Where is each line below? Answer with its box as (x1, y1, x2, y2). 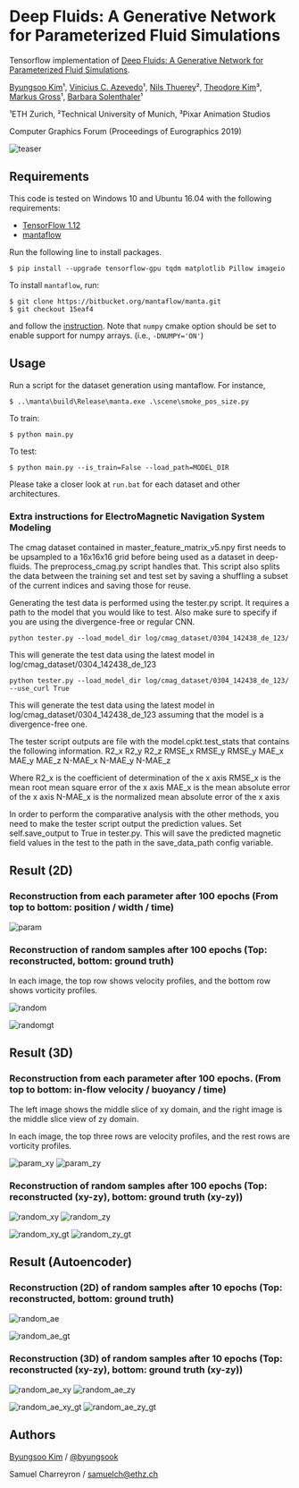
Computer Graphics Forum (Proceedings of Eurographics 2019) (9, 125, 243, 136)
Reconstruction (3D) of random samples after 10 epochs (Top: (9, 1353, 283, 1365)
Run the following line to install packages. (9, 246, 162, 257)
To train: (9, 412, 40, 423)
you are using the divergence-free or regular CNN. (9, 616, 195, 627)
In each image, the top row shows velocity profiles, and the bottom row (9, 975, 270, 986)
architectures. (9, 488, 61, 498)
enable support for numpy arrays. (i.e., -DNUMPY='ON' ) (9, 329, 204, 341)
